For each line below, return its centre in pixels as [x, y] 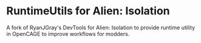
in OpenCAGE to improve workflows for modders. [68, 33]
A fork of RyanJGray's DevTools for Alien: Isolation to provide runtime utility [101, 27]
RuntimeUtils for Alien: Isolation [88, 11]
